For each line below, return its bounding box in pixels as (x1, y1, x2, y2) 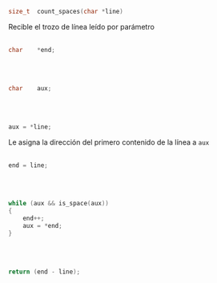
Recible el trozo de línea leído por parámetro (8, 22, 155, 31)
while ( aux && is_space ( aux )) (8, 200, 110, 208)
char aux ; (8, 84, 52, 92)
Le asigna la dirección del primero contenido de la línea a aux (8, 137, 210, 147)
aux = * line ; (8, 122, 52, 131)
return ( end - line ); (8, 268, 81, 276)
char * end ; (8, 46, 56, 54)
